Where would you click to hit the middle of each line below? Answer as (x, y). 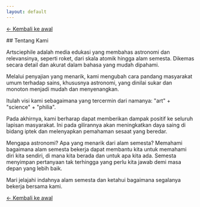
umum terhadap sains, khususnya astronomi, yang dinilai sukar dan (89, 83)
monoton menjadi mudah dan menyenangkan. (63, 89)
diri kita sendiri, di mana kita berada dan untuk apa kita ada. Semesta (91, 156)
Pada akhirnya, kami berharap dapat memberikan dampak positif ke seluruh (100, 118)
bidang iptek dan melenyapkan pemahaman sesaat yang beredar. (87, 131)
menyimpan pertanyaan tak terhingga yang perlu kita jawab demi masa (94, 162)
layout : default (26, 12)
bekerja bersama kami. (34, 186)
